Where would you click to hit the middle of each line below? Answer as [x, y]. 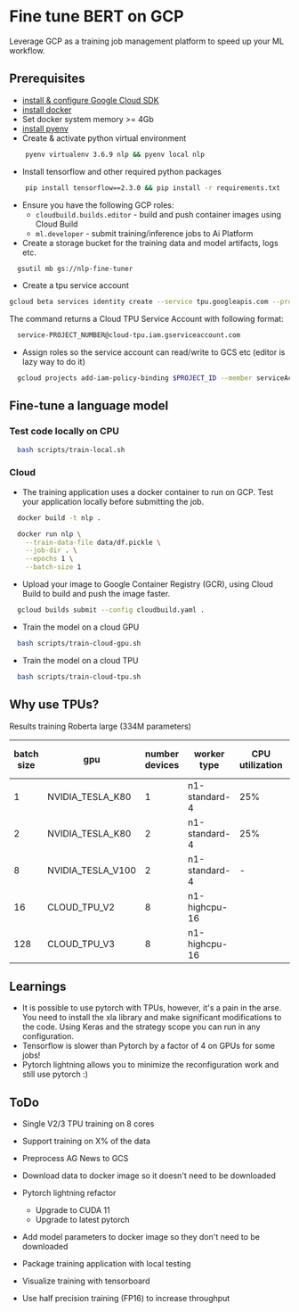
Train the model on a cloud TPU [80, 660]
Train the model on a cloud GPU [81, 627]
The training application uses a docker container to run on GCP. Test [148, 491]
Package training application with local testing [106, 1264]
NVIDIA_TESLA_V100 [92, 870]
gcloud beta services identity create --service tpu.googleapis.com [139, 302]
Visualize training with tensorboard [86, 1281]
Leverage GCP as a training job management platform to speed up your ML [147, 41]
